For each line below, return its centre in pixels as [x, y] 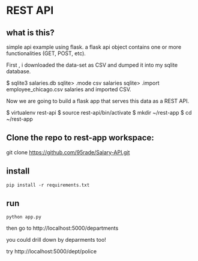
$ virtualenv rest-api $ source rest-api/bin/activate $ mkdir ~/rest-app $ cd [99, 112]
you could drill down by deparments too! [56, 240]
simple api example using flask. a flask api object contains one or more [94, 47]
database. [19, 71]
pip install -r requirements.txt [48, 185]
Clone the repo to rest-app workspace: [80, 138]
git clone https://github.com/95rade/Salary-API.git [68, 152]
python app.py [24, 217]
